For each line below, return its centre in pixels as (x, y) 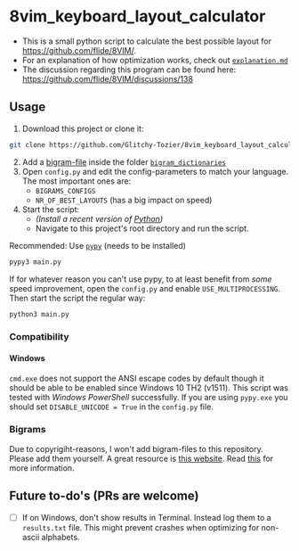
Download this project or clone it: (83, 128)
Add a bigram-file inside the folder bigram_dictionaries (124, 161)
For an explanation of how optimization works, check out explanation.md (155, 60)
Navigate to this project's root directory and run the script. (142, 228)
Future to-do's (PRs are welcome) (104, 496)
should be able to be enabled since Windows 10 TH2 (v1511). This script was (149, 387)
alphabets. (61, 537)
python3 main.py (39, 314)
